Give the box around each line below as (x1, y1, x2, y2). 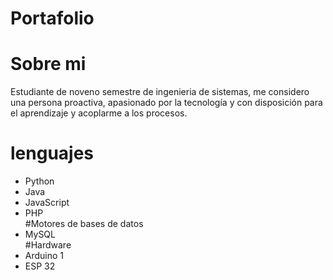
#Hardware (24, 239, 72, 251)
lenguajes (10, 142, 95, 165)
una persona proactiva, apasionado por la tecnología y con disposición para (10, 97, 323, 109)
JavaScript (24, 197, 70, 209)
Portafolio (10, 7, 95, 30)
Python (24, 175, 55, 187)
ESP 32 (24, 260, 56, 272)
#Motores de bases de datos (24, 218, 144, 230)
